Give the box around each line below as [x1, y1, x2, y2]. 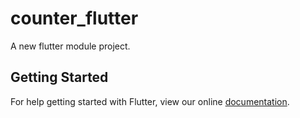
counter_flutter [10, 7, 139, 30]
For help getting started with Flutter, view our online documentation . [10, 95, 290, 107]
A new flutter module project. [10, 40, 131, 52]
